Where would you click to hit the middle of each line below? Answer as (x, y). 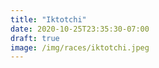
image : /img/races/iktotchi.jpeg (80, 47)
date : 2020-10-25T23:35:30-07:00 (80, 29)
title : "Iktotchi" (48, 19)
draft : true (35, 38)
